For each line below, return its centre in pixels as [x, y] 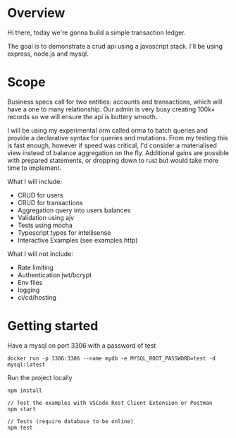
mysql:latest [26, 365]
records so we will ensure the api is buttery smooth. [82, 116]
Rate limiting [36, 267]
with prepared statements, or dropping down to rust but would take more [113, 160]
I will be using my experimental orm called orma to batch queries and [107, 130]
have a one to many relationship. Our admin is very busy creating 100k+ [111, 109]
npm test [20, 427]
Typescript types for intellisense [64, 232]
